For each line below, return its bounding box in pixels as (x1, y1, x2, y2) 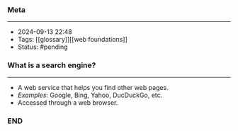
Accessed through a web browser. (17, 98, 118, 107)
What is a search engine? (7, 60, 96, 70)
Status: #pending (17, 42, 69, 51)
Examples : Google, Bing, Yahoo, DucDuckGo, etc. (17, 91, 163, 99)
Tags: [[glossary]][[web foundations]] (17, 35, 127, 44)
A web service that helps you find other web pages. (17, 83, 169, 91)
